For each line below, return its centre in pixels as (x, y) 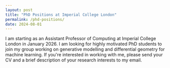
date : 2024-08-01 (24, 24)
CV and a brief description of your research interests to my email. (74, 60)
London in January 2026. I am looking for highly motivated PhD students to (84, 44)
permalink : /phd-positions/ (35, 19)
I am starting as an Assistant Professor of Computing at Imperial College (81, 39)
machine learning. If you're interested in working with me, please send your (84, 55)
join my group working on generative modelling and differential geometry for (85, 49)
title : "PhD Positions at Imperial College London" (61, 15)
